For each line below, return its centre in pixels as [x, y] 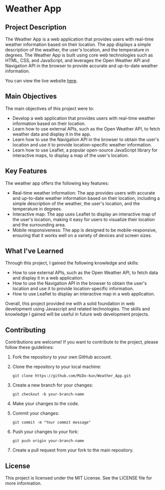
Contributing [25, 330]
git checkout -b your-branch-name [48, 394]
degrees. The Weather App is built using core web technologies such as [79, 55]
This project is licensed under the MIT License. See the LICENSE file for [79, 478]
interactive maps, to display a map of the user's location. [71, 155]
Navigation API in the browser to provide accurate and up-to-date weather [82, 66]
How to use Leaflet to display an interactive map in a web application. [84, 294]
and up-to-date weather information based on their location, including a [86, 198]
